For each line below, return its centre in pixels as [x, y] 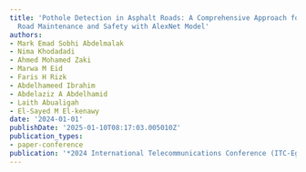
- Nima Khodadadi [42, 52]
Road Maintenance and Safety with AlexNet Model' [113, 26]
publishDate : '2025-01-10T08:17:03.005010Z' [95, 128]
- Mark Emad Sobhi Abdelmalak [67, 43]
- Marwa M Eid [36, 69]
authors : [26, 35]
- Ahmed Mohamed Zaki [51, 60]
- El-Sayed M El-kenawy [55, 111]
